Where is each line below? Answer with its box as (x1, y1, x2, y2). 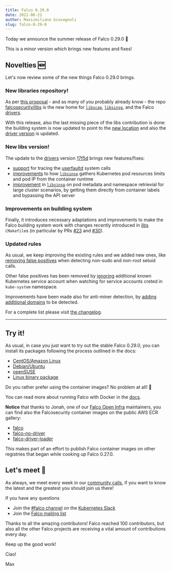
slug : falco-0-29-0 (5, 22, 47, 27)
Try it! (5, 329, 25, 338)
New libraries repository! (5, 87, 69, 94)
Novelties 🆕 (5, 61, 46, 69)
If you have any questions (5, 495, 60, 501)
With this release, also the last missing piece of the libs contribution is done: (5, 120, 166, 126)
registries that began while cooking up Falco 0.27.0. (5, 451, 114, 457)
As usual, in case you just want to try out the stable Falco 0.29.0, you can (5, 342, 160, 349)
